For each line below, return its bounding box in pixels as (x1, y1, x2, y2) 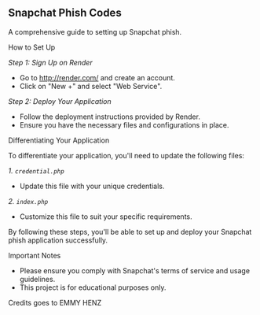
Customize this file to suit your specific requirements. (19, 212, 192, 221)
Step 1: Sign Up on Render (8, 57, 93, 67)
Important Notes (8, 250, 61, 260)
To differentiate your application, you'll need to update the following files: (8, 150, 245, 160)
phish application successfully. (8, 235, 108, 245)
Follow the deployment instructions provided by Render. (19, 112, 200, 121)
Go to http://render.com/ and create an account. (19, 72, 175, 82)
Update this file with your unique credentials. (19, 181, 165, 191)
